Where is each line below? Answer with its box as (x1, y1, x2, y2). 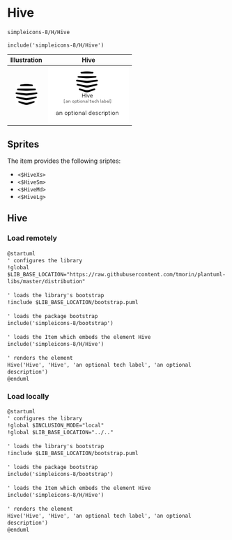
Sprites (7, 138, 40, 150)
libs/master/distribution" (7, 278, 86, 285)
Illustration (10, 56, 43, 64)
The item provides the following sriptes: (7, 157, 121, 165)
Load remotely (7, 233, 58, 243)
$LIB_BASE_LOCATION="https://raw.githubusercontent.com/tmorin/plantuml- (7, 271, 226, 278)
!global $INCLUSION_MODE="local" (7, 422, 105, 429)
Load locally (7, 391, 49, 401)
